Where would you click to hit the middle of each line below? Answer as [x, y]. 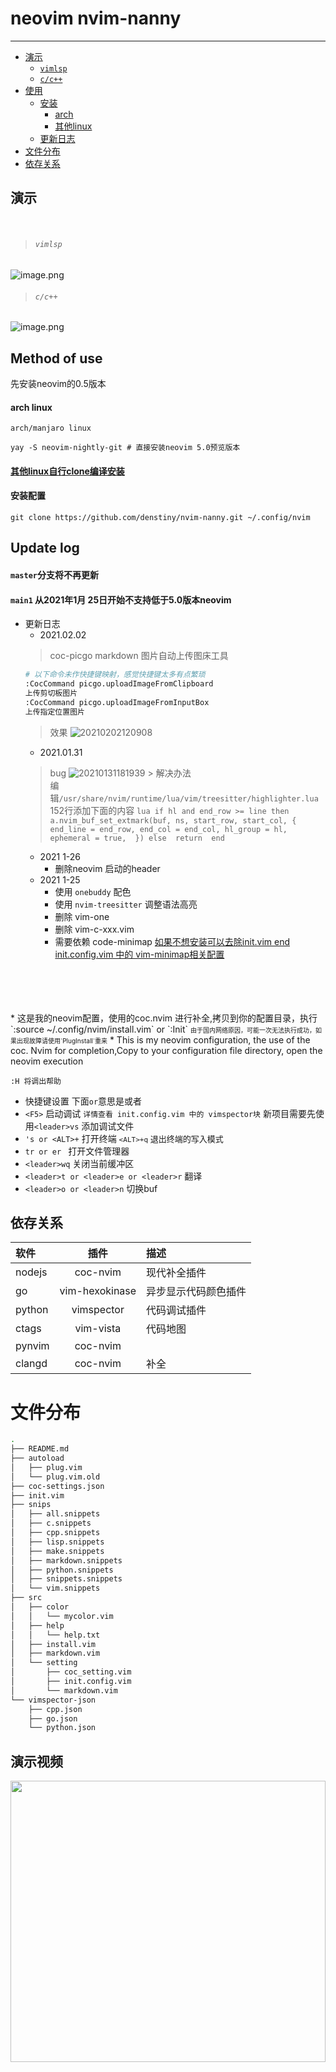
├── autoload [37, 1458]
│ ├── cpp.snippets [55, 1533]
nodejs [31, 1272]
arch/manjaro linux [51, 428]
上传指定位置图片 [54, 712]
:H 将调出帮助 [36, 1081]
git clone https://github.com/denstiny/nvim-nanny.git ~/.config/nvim [160, 517]
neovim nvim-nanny [96, 18]
